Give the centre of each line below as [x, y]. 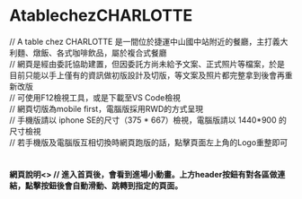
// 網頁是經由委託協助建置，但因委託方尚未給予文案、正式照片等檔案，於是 [147, 64]
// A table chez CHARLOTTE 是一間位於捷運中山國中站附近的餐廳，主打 [141, 41]
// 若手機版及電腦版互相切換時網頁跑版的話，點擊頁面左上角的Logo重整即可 [149, 142]
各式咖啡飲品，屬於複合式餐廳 [111, 52]
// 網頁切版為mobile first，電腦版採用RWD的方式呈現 [107, 108]
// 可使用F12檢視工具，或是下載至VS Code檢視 [95, 97]
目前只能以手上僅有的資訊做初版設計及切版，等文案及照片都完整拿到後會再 [147, 75]
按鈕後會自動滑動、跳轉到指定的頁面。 [111, 186]
